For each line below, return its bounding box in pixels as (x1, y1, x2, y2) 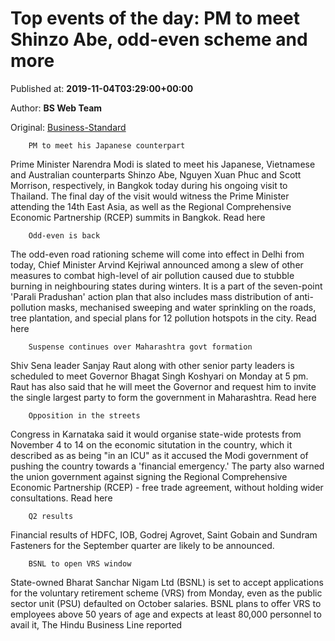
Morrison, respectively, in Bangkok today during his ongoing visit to (10, 179, 288, 191)
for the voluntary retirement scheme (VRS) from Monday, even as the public (10, 587, 323, 599)
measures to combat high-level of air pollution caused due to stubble (10, 269, 295, 281)
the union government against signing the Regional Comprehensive (10, 470, 288, 482)
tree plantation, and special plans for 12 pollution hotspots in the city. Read (10, 312, 317, 324)
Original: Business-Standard (10, 121, 127, 133)
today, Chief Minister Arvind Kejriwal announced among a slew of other (10, 258, 304, 271)
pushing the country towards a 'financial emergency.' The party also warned (10, 460, 325, 472)
